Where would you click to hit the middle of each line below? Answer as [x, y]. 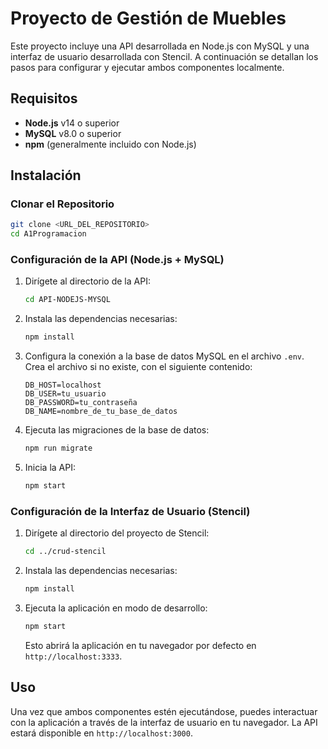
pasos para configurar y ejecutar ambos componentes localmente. [147, 67]
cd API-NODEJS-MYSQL [67, 300]
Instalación [46, 175]
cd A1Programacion [48, 234]
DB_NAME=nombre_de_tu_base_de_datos [101, 412]
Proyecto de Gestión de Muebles [148, 18]
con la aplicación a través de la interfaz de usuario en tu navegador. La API [164, 722]
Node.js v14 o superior [72, 123]
